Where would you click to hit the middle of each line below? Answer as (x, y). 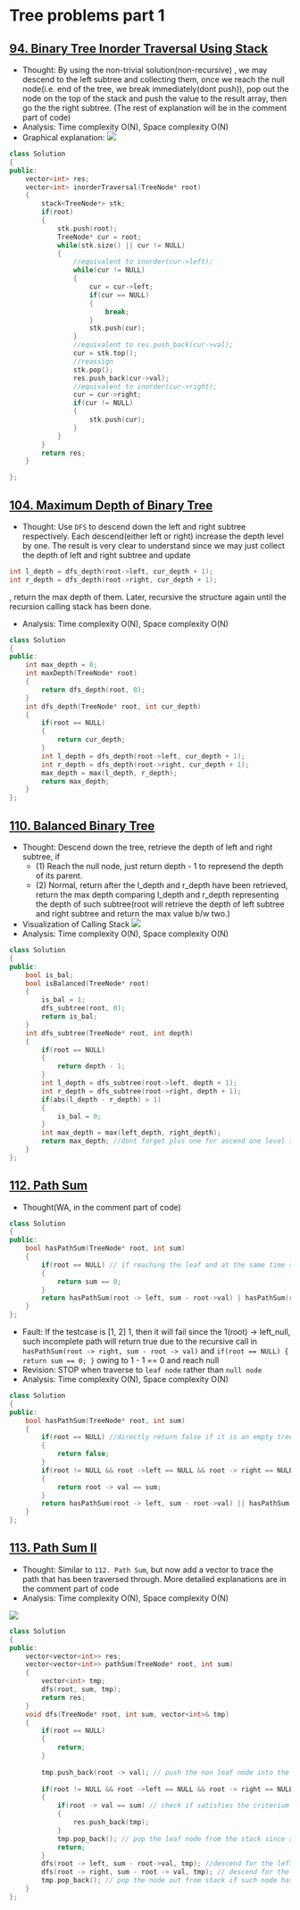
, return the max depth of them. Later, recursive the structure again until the (148, 597)
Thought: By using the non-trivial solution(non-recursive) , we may (145, 70)
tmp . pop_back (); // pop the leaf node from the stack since (171, 1839)
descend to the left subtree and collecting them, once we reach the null (154, 80)
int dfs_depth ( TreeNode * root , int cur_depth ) (113, 707)
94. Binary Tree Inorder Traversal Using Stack (139, 49)
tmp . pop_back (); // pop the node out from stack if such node (159, 1881)
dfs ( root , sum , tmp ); (82, 1689)
